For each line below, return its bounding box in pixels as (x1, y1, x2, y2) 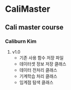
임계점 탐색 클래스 (19, 79, 53, 85)
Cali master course (5, 23, 64, 31)
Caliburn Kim (5, 38, 37, 45)
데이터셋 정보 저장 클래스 (19, 60, 67, 67)
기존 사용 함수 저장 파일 (19, 55, 64, 60)
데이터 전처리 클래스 (19, 67, 57, 73)
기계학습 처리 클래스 (19, 73, 57, 79)
